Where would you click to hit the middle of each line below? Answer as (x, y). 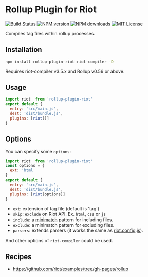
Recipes (18, 257)
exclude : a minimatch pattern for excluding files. (63, 225)
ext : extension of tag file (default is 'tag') (56, 209)
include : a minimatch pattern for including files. (63, 220)
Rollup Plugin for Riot (51, 9)
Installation (24, 50)
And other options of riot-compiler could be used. (59, 241)
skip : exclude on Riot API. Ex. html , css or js (59, 214)
